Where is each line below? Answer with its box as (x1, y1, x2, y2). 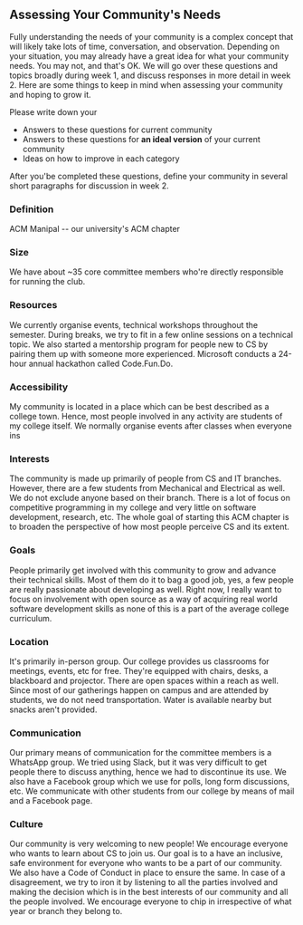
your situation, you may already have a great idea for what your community (9, 50, 289, 62)
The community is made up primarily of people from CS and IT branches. (9, 473, 282, 484)
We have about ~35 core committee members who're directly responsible (9, 266, 284, 277)
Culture (9, 818, 43, 831)
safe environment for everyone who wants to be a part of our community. (9, 858, 283, 869)
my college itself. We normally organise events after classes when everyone (9, 420, 292, 431)
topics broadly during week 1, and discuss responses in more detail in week (9, 70, 291, 81)
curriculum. (9, 612, 52, 623)
